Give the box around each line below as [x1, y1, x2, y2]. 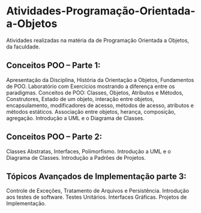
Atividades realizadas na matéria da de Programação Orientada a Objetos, [6, 36, 190, 44]
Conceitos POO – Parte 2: [6, 132, 103, 142]
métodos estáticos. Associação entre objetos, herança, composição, [6, 108, 176, 115]
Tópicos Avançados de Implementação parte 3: [6, 171, 187, 181]
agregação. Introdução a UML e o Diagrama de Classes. [6, 114, 145, 121]
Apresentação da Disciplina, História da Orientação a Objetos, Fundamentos [6, 76, 194, 83]
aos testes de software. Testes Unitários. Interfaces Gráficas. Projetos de [6, 193, 187, 201]
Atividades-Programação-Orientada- [6, 4, 196, 18]
